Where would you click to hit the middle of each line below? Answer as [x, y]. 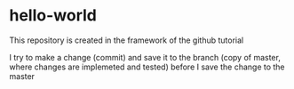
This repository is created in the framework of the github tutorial [127, 40]
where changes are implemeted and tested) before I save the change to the [147, 67]
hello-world [53, 16]
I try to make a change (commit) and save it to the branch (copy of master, [145, 57]
